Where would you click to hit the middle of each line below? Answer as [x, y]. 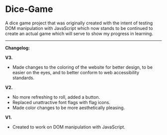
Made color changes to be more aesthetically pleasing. [69, 108]
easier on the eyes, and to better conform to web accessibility [76, 72]
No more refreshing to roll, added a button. [56, 97]
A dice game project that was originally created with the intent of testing [79, 23]
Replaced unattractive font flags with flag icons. [61, 102]
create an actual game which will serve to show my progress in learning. [79, 33]
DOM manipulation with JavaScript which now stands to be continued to [79, 28]
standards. [23, 78]
